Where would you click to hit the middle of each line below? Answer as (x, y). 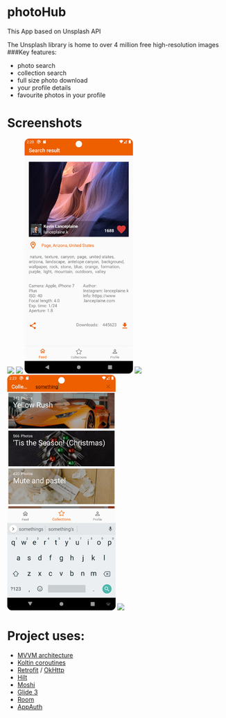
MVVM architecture (45, 655)
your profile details (44, 87)
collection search (42, 73)
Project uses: (46, 636)
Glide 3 (27, 692)
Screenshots (45, 123)
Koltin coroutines (41, 663)
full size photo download (52, 80)
